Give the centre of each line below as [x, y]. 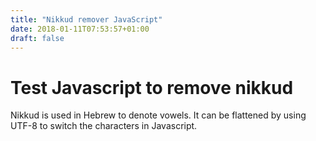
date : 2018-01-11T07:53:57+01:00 [80, 29]
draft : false [37, 38]
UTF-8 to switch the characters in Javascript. [104, 126]
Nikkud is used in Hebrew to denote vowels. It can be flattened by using [158, 115]
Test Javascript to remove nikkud [152, 87]
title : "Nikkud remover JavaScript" [86, 19]
